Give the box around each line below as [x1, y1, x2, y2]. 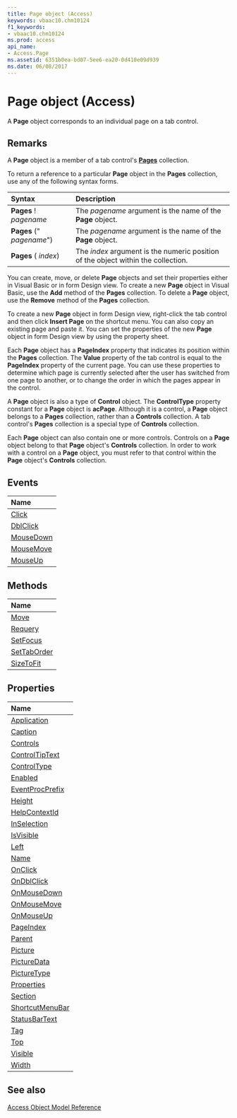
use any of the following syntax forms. [7, 177, 119, 186]
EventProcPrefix [11, 784, 65, 794]
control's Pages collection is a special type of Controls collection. [7, 420, 199, 429]
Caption [11, 726, 37, 736]
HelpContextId [11, 807, 59, 817]
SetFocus [11, 636, 42, 645]
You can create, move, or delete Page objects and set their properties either [7, 274, 228, 282]
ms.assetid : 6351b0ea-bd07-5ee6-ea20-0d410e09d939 [7, 57, 159, 64]
